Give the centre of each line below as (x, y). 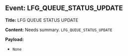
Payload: (14, 39)
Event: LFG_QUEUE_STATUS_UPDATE (64, 8)
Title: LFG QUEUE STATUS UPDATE (42, 20)
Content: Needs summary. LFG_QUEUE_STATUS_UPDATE (59, 30)
